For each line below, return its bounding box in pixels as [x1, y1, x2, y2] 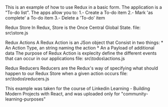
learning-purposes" [5, 96, 46, 102]
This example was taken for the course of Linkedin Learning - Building [5, 85, 150, 91]
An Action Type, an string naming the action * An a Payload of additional [5, 45, 154, 50]
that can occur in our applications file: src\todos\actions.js [5, 55, 125, 61]
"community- [121, 91, 148, 96]
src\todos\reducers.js [5, 76, 49, 81]
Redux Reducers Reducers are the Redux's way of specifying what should [5, 65, 158, 71]
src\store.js [5, 30, 29, 35]
